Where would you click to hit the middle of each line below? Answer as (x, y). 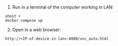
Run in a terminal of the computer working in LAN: (63, 7)
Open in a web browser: (36, 30)
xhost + (13, 16)
